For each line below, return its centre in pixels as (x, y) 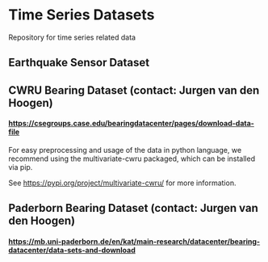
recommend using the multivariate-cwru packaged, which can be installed (132, 158)
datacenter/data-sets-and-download (72, 250)
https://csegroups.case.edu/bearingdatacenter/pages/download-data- (131, 124)
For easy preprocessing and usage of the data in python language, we (125, 150)
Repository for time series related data (72, 37)
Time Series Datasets (82, 15)
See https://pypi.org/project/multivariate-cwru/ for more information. (122, 183)
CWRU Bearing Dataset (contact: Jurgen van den (134, 90)
